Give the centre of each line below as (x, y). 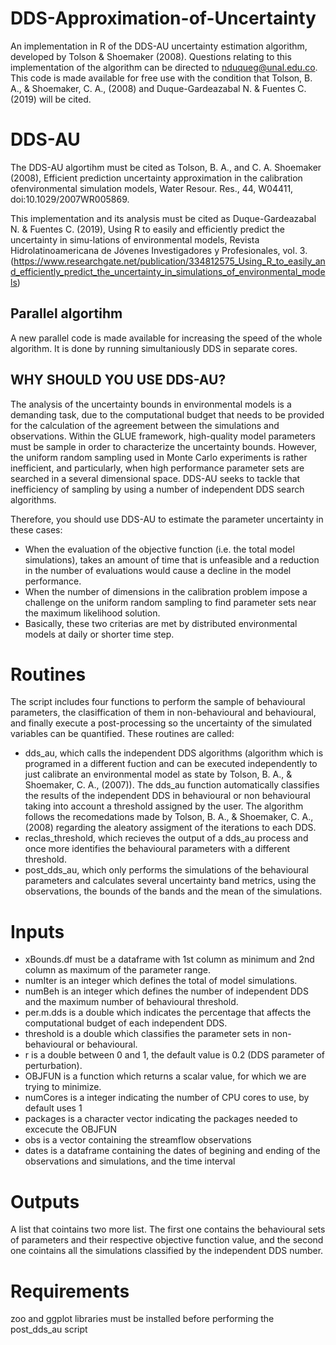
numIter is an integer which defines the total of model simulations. (161, 981)
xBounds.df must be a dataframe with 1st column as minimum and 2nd (169, 959)
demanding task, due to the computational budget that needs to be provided (167, 414)
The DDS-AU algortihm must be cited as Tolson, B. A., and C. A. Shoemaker (166, 167)
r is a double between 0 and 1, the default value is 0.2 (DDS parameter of (174, 1055)
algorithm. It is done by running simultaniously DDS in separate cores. (154, 348)
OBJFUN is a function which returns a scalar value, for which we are (165, 1076)
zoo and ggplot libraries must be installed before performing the (142, 1319)
